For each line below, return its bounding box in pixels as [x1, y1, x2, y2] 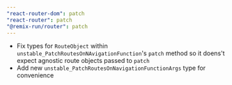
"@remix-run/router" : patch [6, 23, 88, 30]
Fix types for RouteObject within [16, 42, 109, 50]
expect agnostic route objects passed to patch [16, 57, 150, 65]
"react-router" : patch [6, 17, 72, 23]
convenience [16, 71, 54, 79]
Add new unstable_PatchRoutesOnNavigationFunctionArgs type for [16, 64, 206, 73]
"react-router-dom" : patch [6, 10, 85, 17]
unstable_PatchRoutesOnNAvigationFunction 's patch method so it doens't [16, 49, 225, 57]
